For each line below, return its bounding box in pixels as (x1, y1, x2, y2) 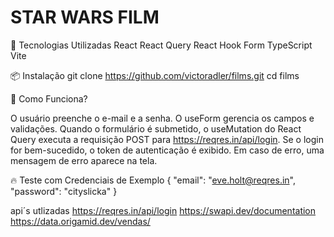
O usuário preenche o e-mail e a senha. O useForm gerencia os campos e (10, 112, 315, 124)
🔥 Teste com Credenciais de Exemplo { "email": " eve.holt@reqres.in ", (10, 174, 296, 186)
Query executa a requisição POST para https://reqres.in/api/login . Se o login (10, 133, 324, 145)
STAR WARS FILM (10, 6, 160, 29)
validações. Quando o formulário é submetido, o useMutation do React (10, 122, 302, 135)
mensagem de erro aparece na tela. (10, 154, 158, 166)
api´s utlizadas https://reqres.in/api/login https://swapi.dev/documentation (10, 204, 317, 216)
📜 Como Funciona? (10, 92, 88, 105)
